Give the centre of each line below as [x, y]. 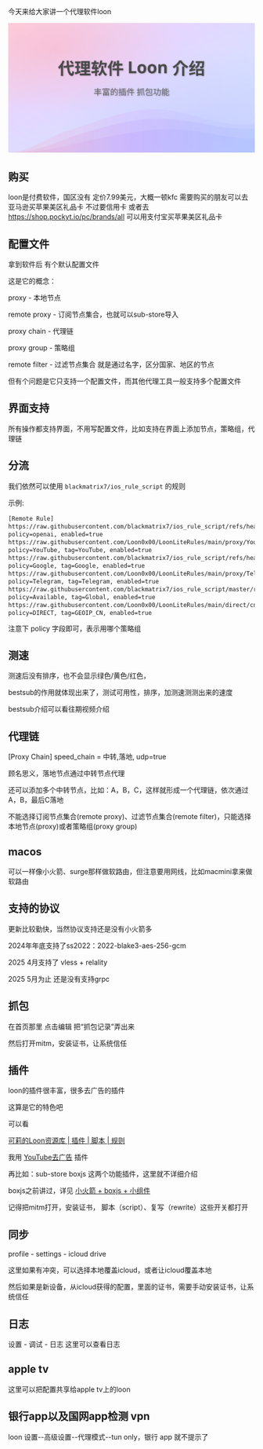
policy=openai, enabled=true [56, 534]
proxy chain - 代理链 [41, 331]
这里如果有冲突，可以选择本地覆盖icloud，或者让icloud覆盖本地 [110, 1270]
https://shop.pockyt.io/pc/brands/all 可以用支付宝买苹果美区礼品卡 [115, 217]
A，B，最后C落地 [36, 800]
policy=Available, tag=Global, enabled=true [82, 597]
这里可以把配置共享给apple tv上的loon [69, 1389]
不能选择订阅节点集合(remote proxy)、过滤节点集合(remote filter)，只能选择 [130, 817]
